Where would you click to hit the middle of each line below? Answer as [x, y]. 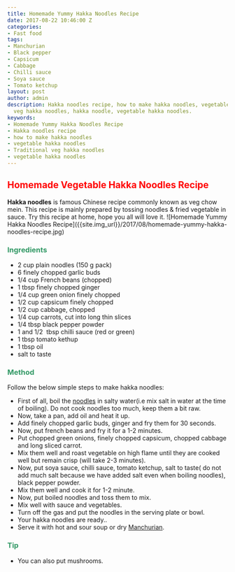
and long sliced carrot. [50, 445]
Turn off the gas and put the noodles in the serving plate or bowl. [111, 513]
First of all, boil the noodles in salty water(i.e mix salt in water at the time [121, 401]
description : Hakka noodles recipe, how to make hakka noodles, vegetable [119, 105]
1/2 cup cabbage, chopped [56, 309]
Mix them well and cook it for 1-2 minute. [76, 490]
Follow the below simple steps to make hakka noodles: [86, 387]
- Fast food [24, 33]
